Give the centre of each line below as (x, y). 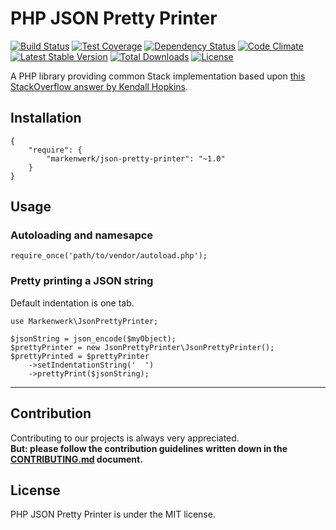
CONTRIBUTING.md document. (76, 459)
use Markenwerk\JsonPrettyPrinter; (84, 321)
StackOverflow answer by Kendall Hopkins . (99, 86)
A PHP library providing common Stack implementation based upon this (158, 76)
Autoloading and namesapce (82, 235)
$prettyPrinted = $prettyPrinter (80, 356)
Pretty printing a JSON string (82, 281)
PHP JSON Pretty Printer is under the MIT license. (113, 514)
